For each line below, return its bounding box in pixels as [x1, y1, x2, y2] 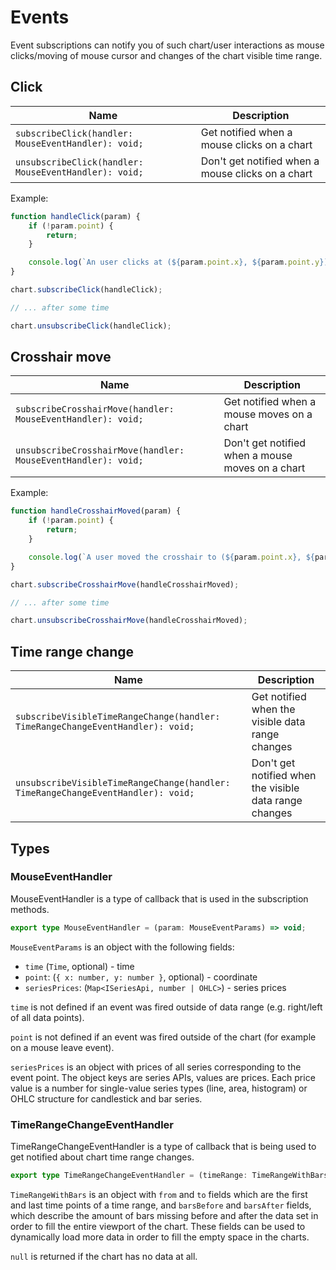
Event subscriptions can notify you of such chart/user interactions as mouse [10, 39, 325, 51]
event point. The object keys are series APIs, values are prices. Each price [10, 1071, 316, 1083]
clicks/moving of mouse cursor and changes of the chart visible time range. [10, 49, 323, 61]
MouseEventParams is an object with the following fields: [10, 941, 235, 953]
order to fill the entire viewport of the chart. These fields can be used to [10, 1220, 306, 1232]
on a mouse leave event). [10, 1041, 115, 1053]
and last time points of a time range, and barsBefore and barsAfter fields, [10, 1199, 312, 1211]
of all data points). [10, 1011, 85, 1023]
